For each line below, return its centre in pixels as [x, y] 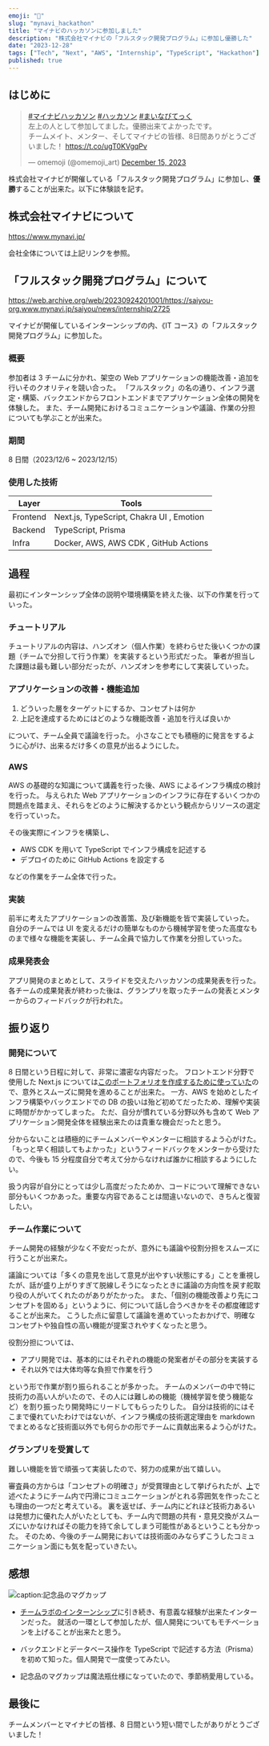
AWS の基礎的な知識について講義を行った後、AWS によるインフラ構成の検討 [134, 785]
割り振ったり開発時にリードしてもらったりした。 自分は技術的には [139, 1407]
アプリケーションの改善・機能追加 [74, 689]
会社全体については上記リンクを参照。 [71, 253]
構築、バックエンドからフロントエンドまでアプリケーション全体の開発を [141, 398]
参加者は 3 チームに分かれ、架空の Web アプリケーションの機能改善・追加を [134, 377]
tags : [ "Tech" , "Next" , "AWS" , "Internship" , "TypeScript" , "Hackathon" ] [134, 53]
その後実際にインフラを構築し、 [61, 832]
